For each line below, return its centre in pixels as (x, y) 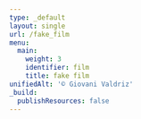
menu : (19, 42)
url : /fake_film (39, 34)
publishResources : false (63, 101)
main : (28, 51)
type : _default (37, 17)
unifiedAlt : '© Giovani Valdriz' (71, 84)
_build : (24, 92)
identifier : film (58, 68)
